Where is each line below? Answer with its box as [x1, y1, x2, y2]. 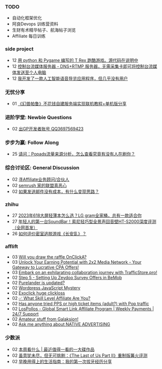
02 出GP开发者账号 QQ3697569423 [12, 126, 84, 132]
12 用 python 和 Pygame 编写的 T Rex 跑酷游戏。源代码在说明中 [12, 57, 139, 63]
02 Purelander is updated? [12, 280, 65, 286]
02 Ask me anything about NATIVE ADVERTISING [12, 321, 110, 327]
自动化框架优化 [12, 15, 42, 21]
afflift [5, 243, 18, 250]
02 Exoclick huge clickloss [12, 290, 65, 296]
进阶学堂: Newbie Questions [5, 114, 72, 121]
